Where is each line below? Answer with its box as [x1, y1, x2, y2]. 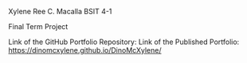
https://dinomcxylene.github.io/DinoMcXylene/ [8, 46, 162, 54]
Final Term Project [8, 22, 69, 31]
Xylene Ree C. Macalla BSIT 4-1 [8, 7, 112, 16]
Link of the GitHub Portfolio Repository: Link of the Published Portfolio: [8, 37, 240, 46]
